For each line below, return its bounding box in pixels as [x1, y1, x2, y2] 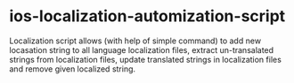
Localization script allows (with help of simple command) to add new [9, 35, 261, 46]
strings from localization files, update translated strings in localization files [9, 54, 282, 64]
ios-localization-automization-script [9, 6, 286, 26]
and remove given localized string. [9, 64, 136, 74]
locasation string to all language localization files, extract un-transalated [9, 44, 274, 55]
